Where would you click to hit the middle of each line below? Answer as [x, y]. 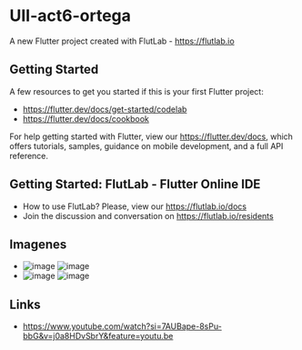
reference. [29, 155]
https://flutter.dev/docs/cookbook [86, 118]
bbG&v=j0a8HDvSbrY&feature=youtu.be [98, 336]
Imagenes [38, 244]
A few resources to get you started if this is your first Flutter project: [136, 91]
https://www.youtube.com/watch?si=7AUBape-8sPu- [122, 326]
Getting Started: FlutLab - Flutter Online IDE [135, 184]
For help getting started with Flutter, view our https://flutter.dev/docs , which [151, 136]
